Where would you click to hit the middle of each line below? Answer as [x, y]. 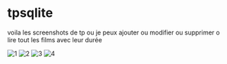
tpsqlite [30, 13]
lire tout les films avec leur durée [55, 39]
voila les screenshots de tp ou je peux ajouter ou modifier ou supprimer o [114, 32]
